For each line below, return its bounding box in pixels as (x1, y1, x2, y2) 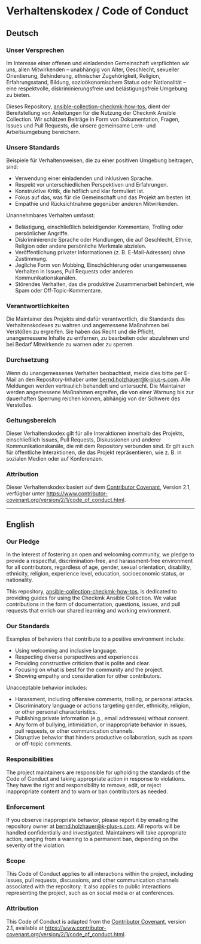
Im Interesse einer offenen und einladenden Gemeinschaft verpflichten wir (6, 59, 190, 66)
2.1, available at (6, 924, 44, 931)
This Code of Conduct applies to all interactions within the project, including (6, 870, 193, 878)
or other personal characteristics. (14, 708, 98, 715)
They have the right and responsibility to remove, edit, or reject (6, 781, 162, 788)
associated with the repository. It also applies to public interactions (6, 883, 171, 890)
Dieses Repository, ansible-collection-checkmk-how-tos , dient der (6, 103, 170, 110)
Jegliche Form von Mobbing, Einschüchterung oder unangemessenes (14, 261, 187, 269)
